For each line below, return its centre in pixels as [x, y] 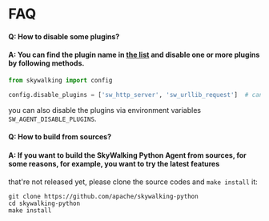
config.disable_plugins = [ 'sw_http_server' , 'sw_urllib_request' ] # [128, 94]
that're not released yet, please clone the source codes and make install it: [133, 182]
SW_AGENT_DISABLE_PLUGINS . [52, 119]
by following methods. [46, 63]
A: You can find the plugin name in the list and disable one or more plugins [134, 55]
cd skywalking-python [44, 203]
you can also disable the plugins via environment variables [105, 110]
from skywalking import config [60, 80]
